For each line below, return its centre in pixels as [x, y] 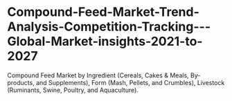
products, [21, 82]
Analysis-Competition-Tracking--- [109, 27]
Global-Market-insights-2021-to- [105, 42]
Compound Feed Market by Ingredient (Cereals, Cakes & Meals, [98, 75]
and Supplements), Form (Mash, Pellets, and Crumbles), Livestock [130, 82]
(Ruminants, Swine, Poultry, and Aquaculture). [73, 90]
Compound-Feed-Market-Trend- [103, 12]
